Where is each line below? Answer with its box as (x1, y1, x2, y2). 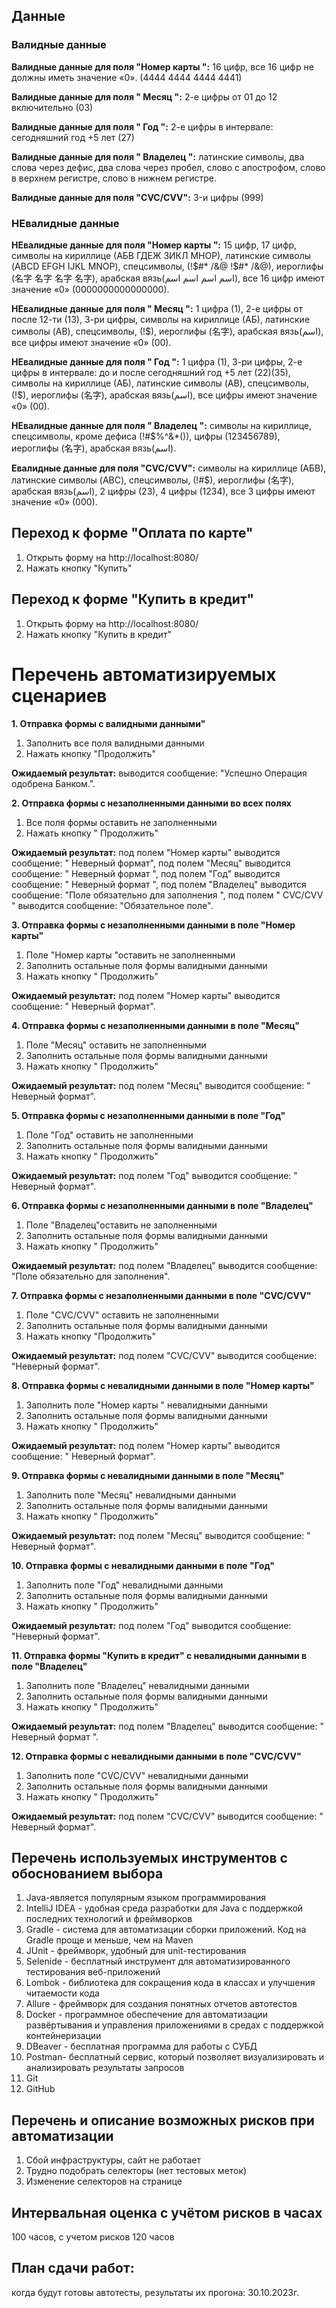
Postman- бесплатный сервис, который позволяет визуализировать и (25, 2051, 325, 2063)
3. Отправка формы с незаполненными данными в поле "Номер (11, 919, 296, 931)
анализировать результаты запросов (25, 2062, 185, 2074)
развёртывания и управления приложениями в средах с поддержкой (25, 2019, 324, 2031)
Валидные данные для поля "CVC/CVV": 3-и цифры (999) (11, 191, 264, 203)
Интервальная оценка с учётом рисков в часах (11, 2204, 323, 2221)
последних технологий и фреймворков (25, 1913, 193, 1925)
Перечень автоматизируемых (11, 663, 277, 686)
